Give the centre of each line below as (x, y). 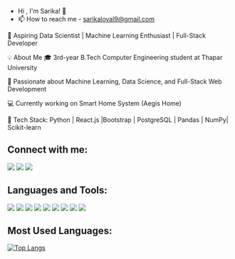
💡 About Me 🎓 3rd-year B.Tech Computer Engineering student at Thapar (115, 57)
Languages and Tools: (58, 190)
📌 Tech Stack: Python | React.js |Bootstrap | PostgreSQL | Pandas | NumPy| (118, 120)
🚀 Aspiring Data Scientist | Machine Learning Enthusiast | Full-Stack (107, 35)
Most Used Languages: (60, 231)
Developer (22, 43)
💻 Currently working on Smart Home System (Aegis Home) (94, 103)
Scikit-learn (24, 127)
